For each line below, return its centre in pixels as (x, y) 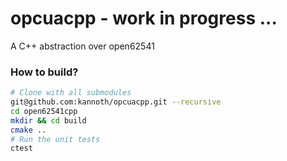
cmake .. (28, 130)
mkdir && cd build (48, 120)
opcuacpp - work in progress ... (144, 18)
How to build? (44, 72)
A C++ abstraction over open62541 (82, 46)
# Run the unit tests (55, 139)
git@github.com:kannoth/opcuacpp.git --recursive (116, 102)
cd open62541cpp (44, 111)
